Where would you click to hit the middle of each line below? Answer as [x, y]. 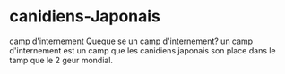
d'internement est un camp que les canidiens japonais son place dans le [142, 50]
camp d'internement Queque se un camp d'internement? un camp [131, 41]
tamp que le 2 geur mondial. [61, 60]
